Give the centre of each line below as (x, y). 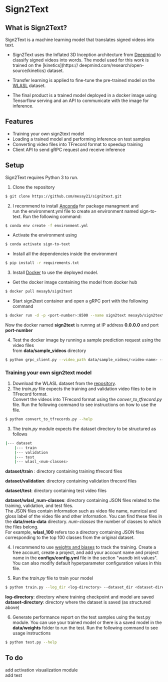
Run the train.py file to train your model (53, 578)
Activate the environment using (44, 235)
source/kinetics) (29, 70)
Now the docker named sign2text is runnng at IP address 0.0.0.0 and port (82, 325)
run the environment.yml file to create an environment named (75, 211)
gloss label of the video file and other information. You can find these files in (84, 516)
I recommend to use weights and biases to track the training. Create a (84, 547)
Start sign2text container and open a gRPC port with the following (80, 301)
